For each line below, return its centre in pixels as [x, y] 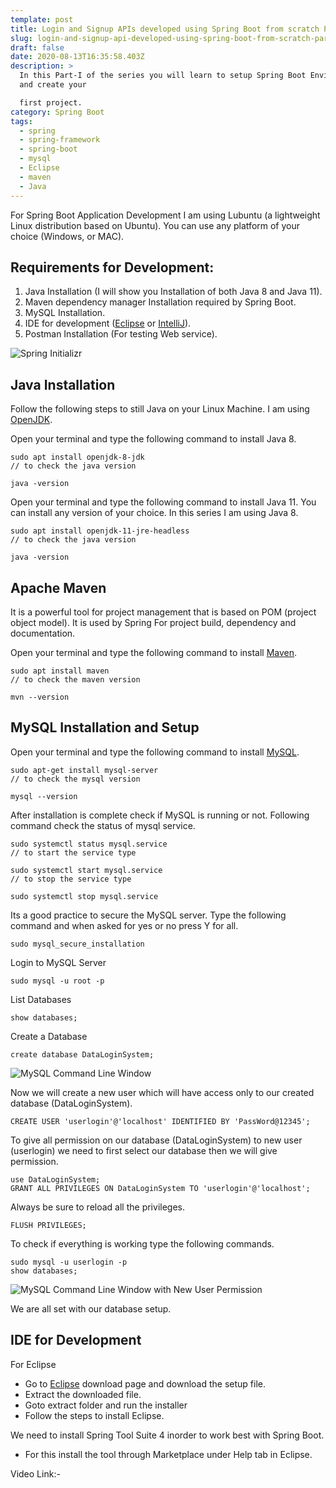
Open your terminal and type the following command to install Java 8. [153, 439]
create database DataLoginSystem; [82, 1054]
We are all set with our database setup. [91, 1308]
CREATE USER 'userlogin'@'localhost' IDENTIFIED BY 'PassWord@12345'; [160, 1121]
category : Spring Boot [57, 112]
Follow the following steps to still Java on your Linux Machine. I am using [160, 409]
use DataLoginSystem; [55, 1179]
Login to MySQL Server [58, 962]
